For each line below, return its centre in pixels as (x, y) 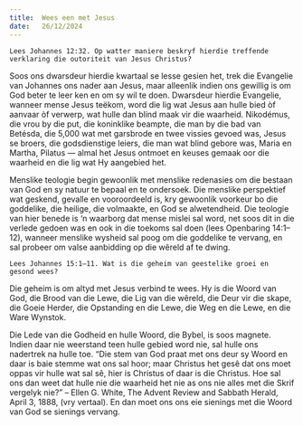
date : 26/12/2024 (46, 26)
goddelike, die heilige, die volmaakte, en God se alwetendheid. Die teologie (149, 208)
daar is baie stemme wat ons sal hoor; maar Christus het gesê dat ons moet (150, 364)
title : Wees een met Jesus (62, 18)
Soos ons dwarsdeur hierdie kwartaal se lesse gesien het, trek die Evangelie (151, 76)
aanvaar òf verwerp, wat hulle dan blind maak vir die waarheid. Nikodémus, (150, 114)
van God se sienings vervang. (65, 412)
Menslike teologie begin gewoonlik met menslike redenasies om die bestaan (151, 180)
